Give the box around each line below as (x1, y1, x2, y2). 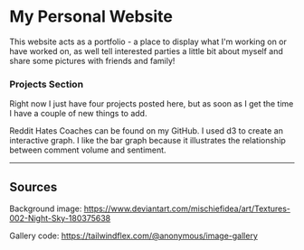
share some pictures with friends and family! (9, 55, 176, 66)
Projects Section (9, 78, 84, 90)
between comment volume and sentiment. (9, 144, 166, 155)
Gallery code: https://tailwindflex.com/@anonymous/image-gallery (9, 230, 258, 241)
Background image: (9, 203, 82, 214)
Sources (9, 179, 58, 195)
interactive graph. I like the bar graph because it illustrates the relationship (9, 135, 287, 146)
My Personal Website (9, 6, 174, 27)
